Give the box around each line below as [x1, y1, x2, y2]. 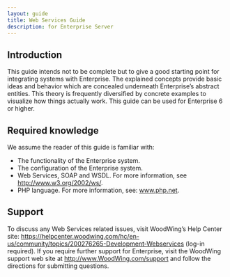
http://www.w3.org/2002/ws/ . [17, 179, 103, 187]
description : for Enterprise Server [7, 23, 114, 30]
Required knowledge [7, 125, 99, 136]
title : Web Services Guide [7, 17, 86, 24]
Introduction [7, 49, 63, 61]
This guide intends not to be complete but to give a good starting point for [7, 68, 220, 76]
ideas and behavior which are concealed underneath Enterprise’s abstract [7, 82, 220, 90]
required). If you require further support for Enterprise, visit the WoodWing [7, 246, 222, 255]
